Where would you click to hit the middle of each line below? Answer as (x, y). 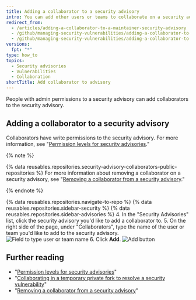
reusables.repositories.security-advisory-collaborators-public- (102, 166)
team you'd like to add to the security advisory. (62, 233)
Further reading (35, 258)
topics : (15, 60)
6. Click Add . (105, 239)
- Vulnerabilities (34, 71)
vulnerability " (30, 284)
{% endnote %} (25, 190)
